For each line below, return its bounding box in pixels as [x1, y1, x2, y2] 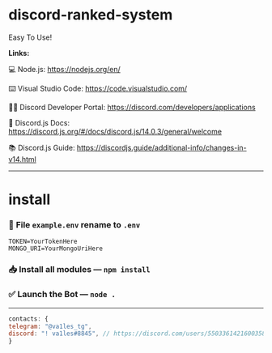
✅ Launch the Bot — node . [8, 289, 116, 300]
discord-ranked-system [8, 6, 173, 24]
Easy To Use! [8, 32, 53, 42]
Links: [8, 48, 30, 57]
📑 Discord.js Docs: [8, 117, 70, 127]
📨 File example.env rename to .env [8, 219, 141, 231]
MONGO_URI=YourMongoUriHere [8, 245, 104, 253]
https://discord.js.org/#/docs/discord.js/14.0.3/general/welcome [8, 126, 223, 136]
